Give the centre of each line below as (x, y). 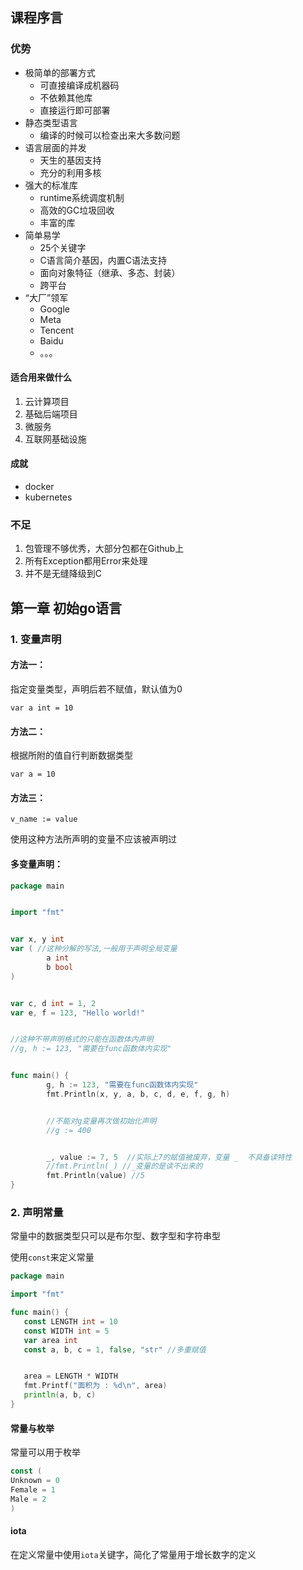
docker (39, 487)
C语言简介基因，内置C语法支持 (103, 260)
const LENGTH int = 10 (70, 1321)
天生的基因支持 (70, 160)
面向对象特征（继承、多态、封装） (110, 272)
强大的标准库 (51, 185)
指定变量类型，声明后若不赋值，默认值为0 (96, 689)
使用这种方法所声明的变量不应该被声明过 (93, 839)
